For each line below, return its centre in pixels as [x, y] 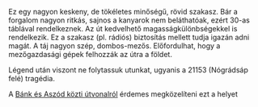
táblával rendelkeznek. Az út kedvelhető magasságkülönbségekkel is [123, 29]
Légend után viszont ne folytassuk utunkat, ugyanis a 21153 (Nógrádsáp [129, 70]
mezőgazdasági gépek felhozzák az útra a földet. [90, 54]
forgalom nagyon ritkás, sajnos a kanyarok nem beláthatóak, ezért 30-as [129, 20]
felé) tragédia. [32, 78]
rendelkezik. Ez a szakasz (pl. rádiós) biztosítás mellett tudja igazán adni [129, 37]
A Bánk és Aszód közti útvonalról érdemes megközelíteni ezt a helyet [123, 94]
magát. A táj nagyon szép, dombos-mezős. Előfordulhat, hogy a [114, 46]
